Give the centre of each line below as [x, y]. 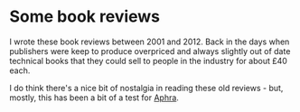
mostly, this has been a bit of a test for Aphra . [94, 98]
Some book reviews [85, 17]
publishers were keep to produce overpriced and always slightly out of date [150, 51]
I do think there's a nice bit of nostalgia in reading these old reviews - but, [146, 88]
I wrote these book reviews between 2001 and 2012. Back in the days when [150, 42]
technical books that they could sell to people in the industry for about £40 [148, 61]
